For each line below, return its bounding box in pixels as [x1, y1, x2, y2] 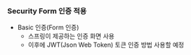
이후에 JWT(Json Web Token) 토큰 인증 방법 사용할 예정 [27, 40, 185, 49]
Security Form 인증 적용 [7, 6, 87, 15]
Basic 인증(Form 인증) [17, 23, 79, 32]
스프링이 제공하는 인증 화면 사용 [27, 32, 114, 40]
